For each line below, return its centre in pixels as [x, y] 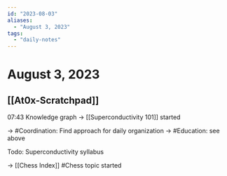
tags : [15, 33]
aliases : [20, 20]
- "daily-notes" [37, 40]
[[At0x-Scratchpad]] [53, 100]
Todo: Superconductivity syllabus [55, 152]
